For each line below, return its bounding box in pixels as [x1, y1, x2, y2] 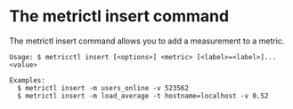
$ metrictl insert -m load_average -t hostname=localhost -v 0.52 [17, 91, 269, 100]
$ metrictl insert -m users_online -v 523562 [17, 83, 190, 92]
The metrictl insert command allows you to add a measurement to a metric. [9, 35, 285, 46]
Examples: [9, 75, 46, 85]
